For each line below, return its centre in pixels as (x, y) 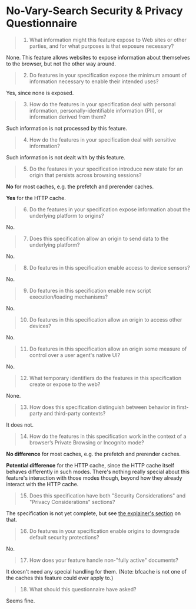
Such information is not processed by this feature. (67, 128)
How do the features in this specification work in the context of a (108, 436)
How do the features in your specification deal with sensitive (103, 139)
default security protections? (64, 537)
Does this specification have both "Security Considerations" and (107, 495)
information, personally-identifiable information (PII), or (96, 110)
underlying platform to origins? (67, 215)
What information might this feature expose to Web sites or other (108, 40)
